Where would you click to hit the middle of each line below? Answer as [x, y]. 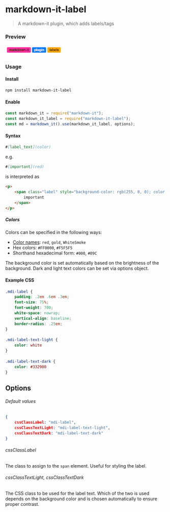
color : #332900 [31, 367]
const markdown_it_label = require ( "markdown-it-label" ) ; [68, 119]
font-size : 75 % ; [32, 302]
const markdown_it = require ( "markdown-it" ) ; [54, 113]
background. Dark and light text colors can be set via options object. [77, 268]
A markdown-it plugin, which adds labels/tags [66, 23]
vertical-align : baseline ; [43, 318]
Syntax [13, 136]
